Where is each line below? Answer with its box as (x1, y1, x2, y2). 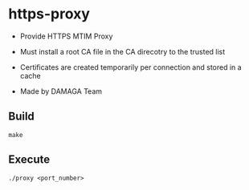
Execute (8, 153, 51, 167)
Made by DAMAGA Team (19, 86, 103, 96)
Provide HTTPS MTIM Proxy (19, 31, 113, 41)
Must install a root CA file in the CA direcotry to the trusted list (19, 46, 226, 56)
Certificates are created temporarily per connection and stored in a (19, 62, 243, 72)
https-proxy (8, 5, 91, 23)
